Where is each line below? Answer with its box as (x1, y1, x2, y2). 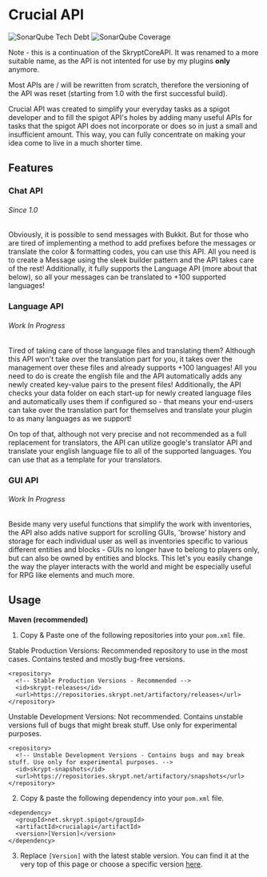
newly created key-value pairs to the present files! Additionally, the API (8, 379, 241, 389)
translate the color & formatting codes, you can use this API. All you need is (8, 246, 257, 257)
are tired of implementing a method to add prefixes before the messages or (8, 238, 257, 248)
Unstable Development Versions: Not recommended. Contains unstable (8, 711, 244, 721)
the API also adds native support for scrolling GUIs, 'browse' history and (8, 527, 246, 537)
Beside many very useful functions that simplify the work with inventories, (8, 519, 252, 529)
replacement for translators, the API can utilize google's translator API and (8, 438, 253, 447)
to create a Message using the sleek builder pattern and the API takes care (8, 255, 254, 265)
